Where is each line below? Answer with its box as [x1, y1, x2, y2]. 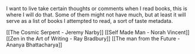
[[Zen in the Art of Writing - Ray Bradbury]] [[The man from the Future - [6, 35, 180, 42]
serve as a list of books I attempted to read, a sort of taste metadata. [6, 18, 173, 24]
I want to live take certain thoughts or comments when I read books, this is [6, 5, 187, 12]
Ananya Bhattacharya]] [6, 41, 63, 48]
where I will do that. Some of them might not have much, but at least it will [6, 11, 186, 18]
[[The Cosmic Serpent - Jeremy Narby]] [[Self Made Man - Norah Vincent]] [6, 29, 190, 36]
